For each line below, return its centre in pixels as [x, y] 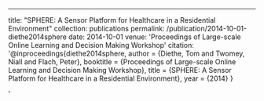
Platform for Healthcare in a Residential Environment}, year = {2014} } [121, 78]
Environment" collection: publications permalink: [86, 29]
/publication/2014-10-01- [207, 29]
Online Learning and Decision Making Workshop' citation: [101, 45]
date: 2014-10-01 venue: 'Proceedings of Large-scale [154, 37]
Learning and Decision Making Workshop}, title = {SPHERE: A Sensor [120, 70]
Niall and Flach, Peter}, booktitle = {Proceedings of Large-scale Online [122, 62]
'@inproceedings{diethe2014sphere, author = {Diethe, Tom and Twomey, [126, 53]
